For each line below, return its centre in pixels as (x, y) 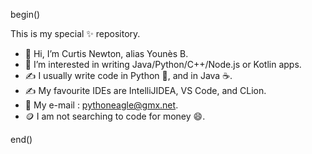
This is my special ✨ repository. (75, 33)
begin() (25, 14)
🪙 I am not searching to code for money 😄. (115, 116)
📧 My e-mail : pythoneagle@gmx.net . (101, 105)
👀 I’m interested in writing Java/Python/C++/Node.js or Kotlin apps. (163, 64)
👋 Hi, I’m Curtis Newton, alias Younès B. (106, 53)
